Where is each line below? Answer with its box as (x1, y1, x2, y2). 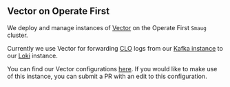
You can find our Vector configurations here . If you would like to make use (7, 64, 218, 73)
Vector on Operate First (7, 5, 110, 17)
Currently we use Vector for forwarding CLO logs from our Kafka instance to (7, 44, 224, 52)
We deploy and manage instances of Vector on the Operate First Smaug (7, 23, 207, 32)
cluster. (7, 31, 29, 39)
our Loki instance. (7, 51, 59, 60)
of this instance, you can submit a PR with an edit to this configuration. (7, 72, 208, 80)
